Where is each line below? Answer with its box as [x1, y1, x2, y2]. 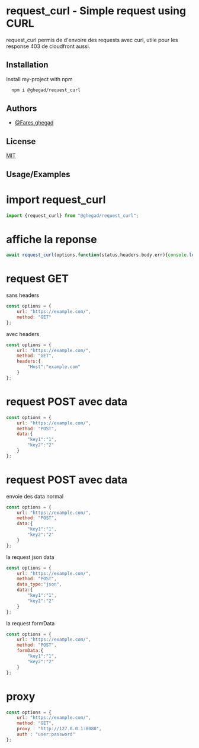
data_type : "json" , [17, 581, 62, 587]
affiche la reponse [6, 232, 97, 246]
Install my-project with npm [6, 75, 73, 82]
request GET [6, 272, 69, 286]
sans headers [6, 292, 40, 299]
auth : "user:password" [17, 731, 76, 737]
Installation [6, 60, 49, 70]
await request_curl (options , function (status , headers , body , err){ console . [6, 252, 190, 258]
